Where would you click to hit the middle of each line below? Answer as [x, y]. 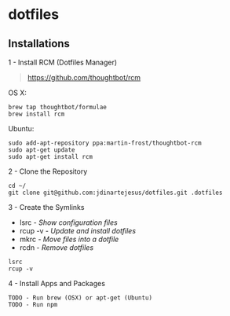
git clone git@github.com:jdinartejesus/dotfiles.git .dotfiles [115, 193]
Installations [39, 44]
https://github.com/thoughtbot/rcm [84, 77]
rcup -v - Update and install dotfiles [77, 231]
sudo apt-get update [42, 150]
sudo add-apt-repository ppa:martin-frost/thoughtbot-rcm [105, 143]
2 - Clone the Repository [48, 171]
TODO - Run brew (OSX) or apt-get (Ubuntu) [80, 298]
